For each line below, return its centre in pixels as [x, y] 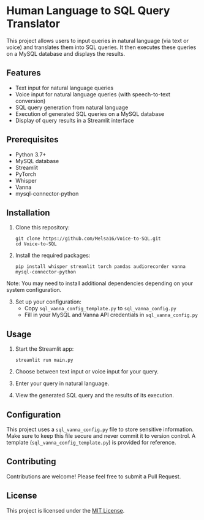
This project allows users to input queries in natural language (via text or [97, 40]
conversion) [30, 101]
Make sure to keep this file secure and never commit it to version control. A [101, 436]
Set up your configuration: [48, 302]
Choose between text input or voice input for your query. [87, 372]
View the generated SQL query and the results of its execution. [95, 396]
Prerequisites [32, 140]
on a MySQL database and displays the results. [66, 53]
